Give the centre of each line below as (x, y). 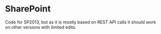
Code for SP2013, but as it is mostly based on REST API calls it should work (80, 22)
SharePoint (28, 9)
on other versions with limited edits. (41, 27)
